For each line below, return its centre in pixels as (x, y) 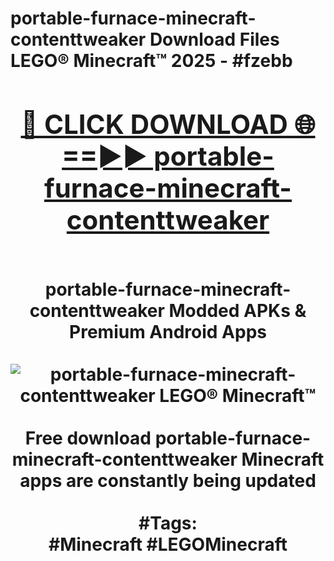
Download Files (214, 39)
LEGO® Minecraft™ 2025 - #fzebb (151, 61)
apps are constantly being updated (168, 480)
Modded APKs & (237, 310)
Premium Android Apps (168, 331)
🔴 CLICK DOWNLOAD (154, 124)
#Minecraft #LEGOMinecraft (168, 544)
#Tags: (168, 523)
